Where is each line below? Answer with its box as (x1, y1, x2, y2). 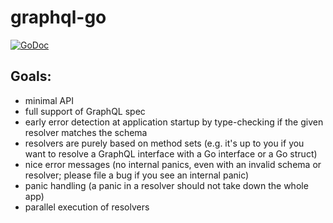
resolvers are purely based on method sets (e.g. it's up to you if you (24, 137, 305, 149)
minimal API (24, 94, 74, 106)
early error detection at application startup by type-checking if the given (24, 116, 324, 128)
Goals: (10, 68, 52, 85)
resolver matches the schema (24, 126, 148, 138)
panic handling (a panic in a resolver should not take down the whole (24, 179, 309, 191)
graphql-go (10, 6, 107, 29)
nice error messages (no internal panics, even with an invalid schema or (24, 158, 322, 170)
